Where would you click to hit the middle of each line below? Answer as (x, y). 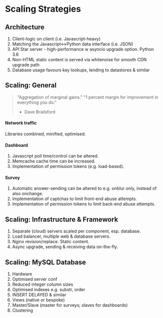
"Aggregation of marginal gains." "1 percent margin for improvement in (88, 97)
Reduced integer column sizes (42, 284)
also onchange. (28, 194)
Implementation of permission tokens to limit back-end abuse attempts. (84, 204)
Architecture (25, 27)
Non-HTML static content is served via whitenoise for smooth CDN (80, 59)
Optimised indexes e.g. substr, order (49, 290)
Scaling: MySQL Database (46, 262)
